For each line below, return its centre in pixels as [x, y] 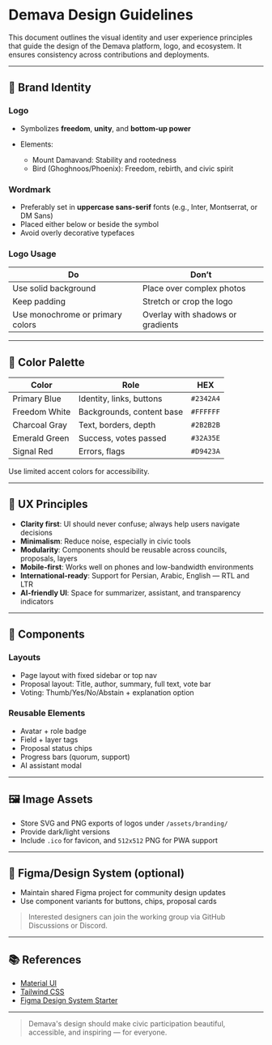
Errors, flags [102, 451]
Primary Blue [37, 399]
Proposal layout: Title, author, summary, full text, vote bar [115, 684]
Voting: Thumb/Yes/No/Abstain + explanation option [107, 692]
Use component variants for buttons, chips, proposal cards [118, 902]
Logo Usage [32, 254]
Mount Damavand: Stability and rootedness [104, 160]
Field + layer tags [49, 740]
